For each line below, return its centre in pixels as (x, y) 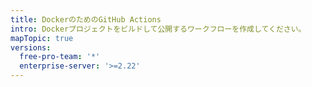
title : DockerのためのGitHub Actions (86, 19)
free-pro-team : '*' (60, 57)
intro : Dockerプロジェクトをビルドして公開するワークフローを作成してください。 (158, 29)
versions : (31, 47)
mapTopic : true (42, 38)
